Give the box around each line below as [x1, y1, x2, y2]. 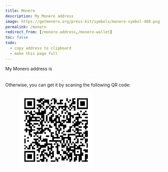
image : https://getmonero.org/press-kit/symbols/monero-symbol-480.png [5, 19, 160, 24]
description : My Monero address [5, 13, 74, 19]
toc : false [5, 35, 28, 40]
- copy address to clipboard [10, 46, 72, 51]
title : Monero [5, 8, 36, 13]
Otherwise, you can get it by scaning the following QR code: [5, 82, 131, 88]
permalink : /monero [5, 24, 47, 29]
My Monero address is [5, 65, 52, 72]
